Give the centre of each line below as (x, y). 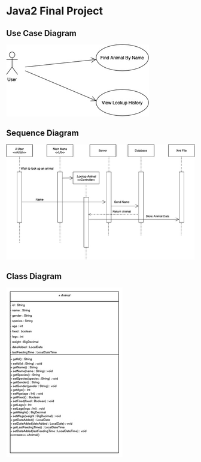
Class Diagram (34, 276)
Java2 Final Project (55, 11)
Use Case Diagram (41, 33)
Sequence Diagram (42, 133)
